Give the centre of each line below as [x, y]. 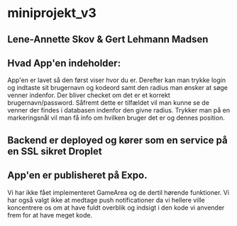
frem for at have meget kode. [50, 215]
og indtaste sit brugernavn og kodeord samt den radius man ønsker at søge [118, 88]
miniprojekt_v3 [52, 13]
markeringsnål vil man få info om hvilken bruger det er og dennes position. [116, 118]
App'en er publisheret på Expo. [77, 175]
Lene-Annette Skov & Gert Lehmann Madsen [108, 39]
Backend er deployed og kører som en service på [118, 140]
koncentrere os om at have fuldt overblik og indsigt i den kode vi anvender [116, 208]
